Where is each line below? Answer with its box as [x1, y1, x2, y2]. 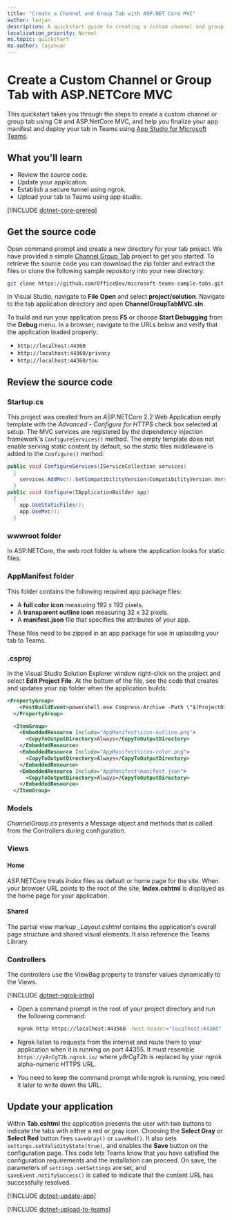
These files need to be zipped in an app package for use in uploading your [7, 629, 219, 637]
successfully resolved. [7, 1178, 71, 1186]
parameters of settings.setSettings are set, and [7, 1163, 146, 1171]
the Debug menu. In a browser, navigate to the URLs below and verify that [7, 320, 218, 329]
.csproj [7, 653, 32, 663]
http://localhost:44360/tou [17, 358, 98, 365]
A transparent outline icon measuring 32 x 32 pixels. [17, 608, 169, 616]
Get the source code [7, 226, 97, 238]
